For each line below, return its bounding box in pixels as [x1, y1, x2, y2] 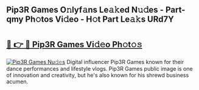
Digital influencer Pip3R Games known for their [66, 59, 184, 65]
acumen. [6, 78, 29, 85]
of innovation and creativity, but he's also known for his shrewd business [6, 72, 189, 79]
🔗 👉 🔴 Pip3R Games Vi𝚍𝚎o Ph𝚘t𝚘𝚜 [6, 39, 142, 50]
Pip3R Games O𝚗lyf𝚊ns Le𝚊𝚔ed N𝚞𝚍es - [6, 5, 164, 15]
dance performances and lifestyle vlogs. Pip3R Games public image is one [6, 65, 193, 72]
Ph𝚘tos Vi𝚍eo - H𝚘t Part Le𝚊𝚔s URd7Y [25, 14, 175, 25]
